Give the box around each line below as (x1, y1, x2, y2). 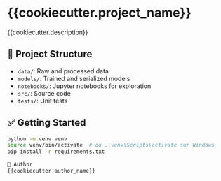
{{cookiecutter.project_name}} (7, 5, 192, 21)
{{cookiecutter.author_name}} (7, 168, 96, 175)
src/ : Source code (17, 89, 72, 97)
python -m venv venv (7, 135, 68, 143)
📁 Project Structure (7, 48, 93, 60)
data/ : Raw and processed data (17, 66, 109, 75)
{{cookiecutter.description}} (7, 28, 88, 36)
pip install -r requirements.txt (7, 148, 105, 155)
